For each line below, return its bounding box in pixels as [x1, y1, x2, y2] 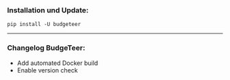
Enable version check [16, 66, 78, 74]
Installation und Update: [7, 5, 89, 15]
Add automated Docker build [16, 59, 99, 67]
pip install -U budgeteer [7, 21, 81, 28]
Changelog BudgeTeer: [7, 43, 86, 53]
